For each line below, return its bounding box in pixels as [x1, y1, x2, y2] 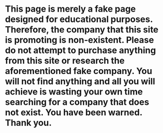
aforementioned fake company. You [5, 66, 152, 76]
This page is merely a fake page [5, 3, 136, 15]
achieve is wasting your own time [5, 86, 143, 97]
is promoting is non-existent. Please [5, 35, 154, 46]
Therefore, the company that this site [5, 24, 159, 35]
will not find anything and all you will [5, 76, 156, 87]
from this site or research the [5, 55, 125, 66]
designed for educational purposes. [5, 14, 153, 25]
